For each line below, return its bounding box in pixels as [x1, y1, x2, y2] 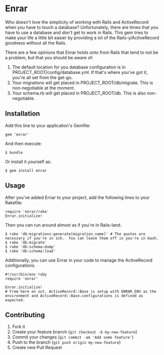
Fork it [12, 324, 25, 330]
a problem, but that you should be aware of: [5, 54, 94, 60]
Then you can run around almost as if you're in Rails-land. [5, 222, 122, 228]
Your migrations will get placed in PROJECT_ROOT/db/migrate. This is [12, 79, 153, 86]
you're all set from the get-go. [12, 74, 73, 80]
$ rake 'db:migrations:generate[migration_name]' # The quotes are [5, 231, 146, 237]
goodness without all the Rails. [5, 40, 67, 46]
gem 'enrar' [5, 132, 29, 137]
